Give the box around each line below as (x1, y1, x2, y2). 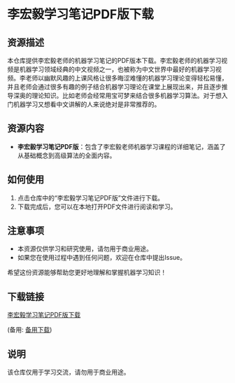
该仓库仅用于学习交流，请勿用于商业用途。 (7, 368, 130, 377)
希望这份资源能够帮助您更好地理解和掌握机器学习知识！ (7, 268, 166, 277)
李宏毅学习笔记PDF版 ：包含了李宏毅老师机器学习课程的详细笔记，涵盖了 (17, 142, 226, 151)
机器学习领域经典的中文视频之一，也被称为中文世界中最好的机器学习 (19, 65, 215, 74)
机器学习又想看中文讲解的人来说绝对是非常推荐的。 (13, 100, 161, 109)
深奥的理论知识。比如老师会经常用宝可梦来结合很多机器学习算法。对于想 (13, 92, 222, 99)
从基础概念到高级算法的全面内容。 (17, 151, 116, 160)
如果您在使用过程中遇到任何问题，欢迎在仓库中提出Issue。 (17, 253, 187, 262)
